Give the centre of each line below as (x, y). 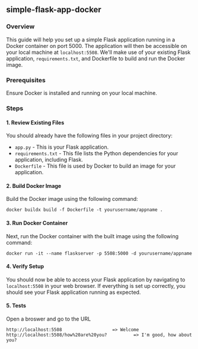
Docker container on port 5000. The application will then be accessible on (97, 46)
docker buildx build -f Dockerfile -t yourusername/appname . (84, 210)
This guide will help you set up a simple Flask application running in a (91, 39)
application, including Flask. (49, 160)
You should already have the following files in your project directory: (90, 136)
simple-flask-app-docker (54, 10)
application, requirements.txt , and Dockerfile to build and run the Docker (96, 58)
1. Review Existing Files (35, 122)
